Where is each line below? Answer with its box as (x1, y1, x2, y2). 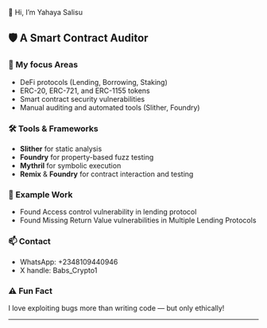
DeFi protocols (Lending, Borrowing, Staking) (19, 77, 168, 87)
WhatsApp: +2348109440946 (19, 257, 118, 266)
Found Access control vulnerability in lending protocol (19, 207, 197, 217)
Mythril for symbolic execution (19, 160, 122, 170)
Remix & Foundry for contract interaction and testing (19, 169, 194, 179)
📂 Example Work (8, 189, 73, 200)
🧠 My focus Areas (8, 60, 78, 71)
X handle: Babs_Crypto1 (19, 265, 98, 275)
